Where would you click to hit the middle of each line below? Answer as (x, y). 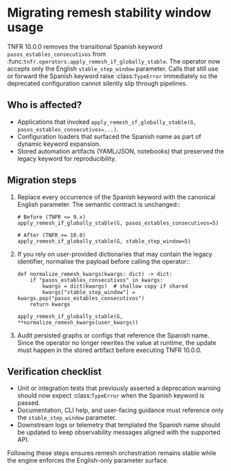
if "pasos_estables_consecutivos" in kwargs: (97, 280)
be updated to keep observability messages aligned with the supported (119, 432)
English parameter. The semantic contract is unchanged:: (99, 204)
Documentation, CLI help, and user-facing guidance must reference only (120, 410)
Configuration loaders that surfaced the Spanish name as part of (109, 136)
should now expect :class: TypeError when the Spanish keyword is (111, 396)
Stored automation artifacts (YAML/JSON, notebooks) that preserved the (121, 151)
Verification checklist (54, 371)
